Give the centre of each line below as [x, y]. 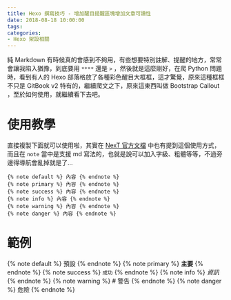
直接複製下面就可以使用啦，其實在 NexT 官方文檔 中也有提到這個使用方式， [114, 145]
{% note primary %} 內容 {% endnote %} [63, 185]
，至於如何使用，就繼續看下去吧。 [56, 95]
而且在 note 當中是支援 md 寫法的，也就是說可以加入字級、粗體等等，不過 [112, 154]
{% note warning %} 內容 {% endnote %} [63, 207]
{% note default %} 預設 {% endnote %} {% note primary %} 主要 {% [105, 264]
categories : [24, 33]
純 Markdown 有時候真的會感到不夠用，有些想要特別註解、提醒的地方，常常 [114, 60]
